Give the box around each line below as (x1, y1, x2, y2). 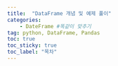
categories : (7, 16, 41, 23)
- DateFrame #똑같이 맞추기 (19, 23, 92, 30)
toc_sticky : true (7, 42, 57, 49)
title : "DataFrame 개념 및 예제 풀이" (7, 10, 112, 17)
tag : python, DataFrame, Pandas (7, 29, 100, 36)
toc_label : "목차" (7, 49, 57, 56)
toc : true (7, 36, 36, 43)
